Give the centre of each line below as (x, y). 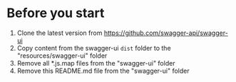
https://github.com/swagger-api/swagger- (166, 33)
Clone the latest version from (60, 33)
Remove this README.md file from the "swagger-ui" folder (103, 71)
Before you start (56, 13)
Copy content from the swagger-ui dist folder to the (94, 48)
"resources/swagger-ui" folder (62, 56)
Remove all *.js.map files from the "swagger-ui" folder (96, 63)
